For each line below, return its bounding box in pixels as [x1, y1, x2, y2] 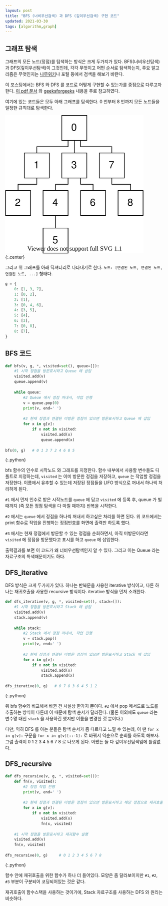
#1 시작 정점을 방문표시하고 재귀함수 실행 [14, 831, 88, 837]
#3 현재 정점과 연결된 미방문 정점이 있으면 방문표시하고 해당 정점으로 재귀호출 [23, 800, 163, 805]
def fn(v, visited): [14, 779, 57, 784]
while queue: [14, 389, 41, 395]
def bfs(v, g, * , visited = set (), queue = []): [5, 363, 99, 368]
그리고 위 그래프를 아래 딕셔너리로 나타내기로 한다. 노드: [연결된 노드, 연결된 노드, [5, 264, 163, 270]
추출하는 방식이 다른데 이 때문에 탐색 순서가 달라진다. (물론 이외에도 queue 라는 [5, 709, 158, 715]
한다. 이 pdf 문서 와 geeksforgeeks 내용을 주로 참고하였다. [5, 88, 120, 94]
